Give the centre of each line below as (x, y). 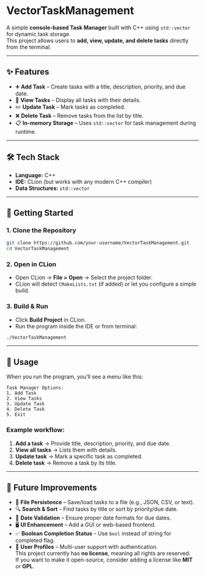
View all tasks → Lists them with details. (66, 450)
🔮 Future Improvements (52, 487)
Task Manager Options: (35, 388)
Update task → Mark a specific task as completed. (79, 456)
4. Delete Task (26, 410)
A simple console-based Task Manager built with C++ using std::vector (99, 27)
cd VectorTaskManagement (38, 249)
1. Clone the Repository (41, 230)
